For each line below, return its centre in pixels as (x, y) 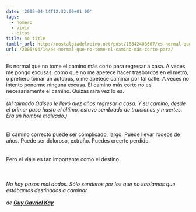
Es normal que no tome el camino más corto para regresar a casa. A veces (96, 66)
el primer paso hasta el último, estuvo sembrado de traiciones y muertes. (94, 109)
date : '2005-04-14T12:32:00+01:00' (49, 11)
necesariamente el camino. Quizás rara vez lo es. (65, 91)
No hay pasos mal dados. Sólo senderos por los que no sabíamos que (91, 184)
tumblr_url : (20, 44)
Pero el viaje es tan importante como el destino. (63, 159)
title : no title (26, 39)
